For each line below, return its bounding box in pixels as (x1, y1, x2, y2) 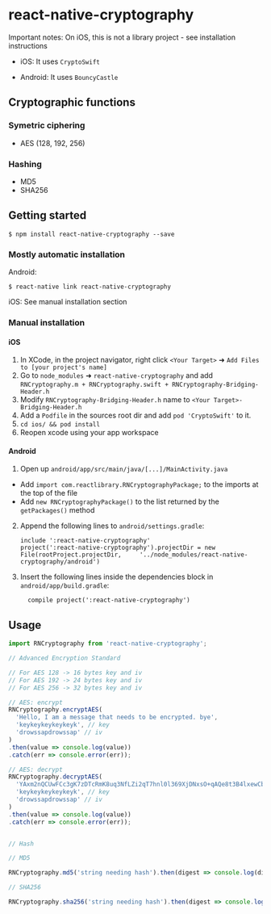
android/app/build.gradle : (19, 581, 110, 590)
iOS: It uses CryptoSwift (19, 57, 101, 66)
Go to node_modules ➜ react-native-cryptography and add (19, 371, 214, 380)
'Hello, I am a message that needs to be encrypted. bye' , (15, 713, 219, 722)
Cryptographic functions (8, 95, 135, 110)
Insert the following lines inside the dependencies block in (19, 572, 214, 582)
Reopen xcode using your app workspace (19, 428, 159, 438)
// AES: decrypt (8, 765, 63, 774)
